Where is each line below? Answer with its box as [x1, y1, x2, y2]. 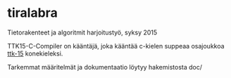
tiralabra [7, 5, 58, 21]
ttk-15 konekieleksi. [7, 49, 63, 58]
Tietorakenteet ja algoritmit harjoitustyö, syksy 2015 [7, 28, 158, 37]
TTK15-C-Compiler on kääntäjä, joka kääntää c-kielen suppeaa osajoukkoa [7, 41, 225, 50]
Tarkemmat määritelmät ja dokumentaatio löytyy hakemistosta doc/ [7, 63, 203, 71]
